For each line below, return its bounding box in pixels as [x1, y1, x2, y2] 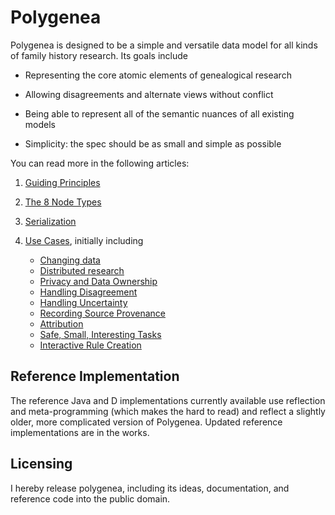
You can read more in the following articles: [10, 157, 190, 169]
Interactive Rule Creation [39, 339, 142, 351]
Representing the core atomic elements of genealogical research [24, 69, 292, 81]
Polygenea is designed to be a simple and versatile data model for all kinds [10, 39, 318, 51]
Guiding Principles [24, 176, 101, 188]
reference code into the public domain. [10, 492, 171, 505]
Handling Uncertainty [39, 296, 128, 308]
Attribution [39, 317, 84, 330]
